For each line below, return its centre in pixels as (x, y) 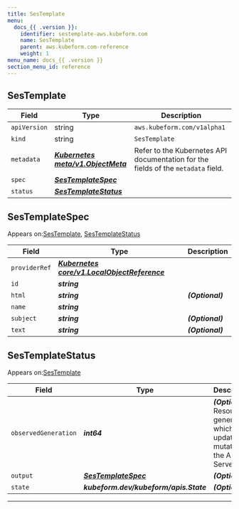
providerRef (31, 268)
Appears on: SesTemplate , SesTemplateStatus (74, 234)
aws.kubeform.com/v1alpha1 (180, 128)
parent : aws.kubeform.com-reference (75, 47)
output (22, 476)
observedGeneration (44, 433)
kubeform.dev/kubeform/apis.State (145, 488)
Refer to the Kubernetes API (181, 151)
